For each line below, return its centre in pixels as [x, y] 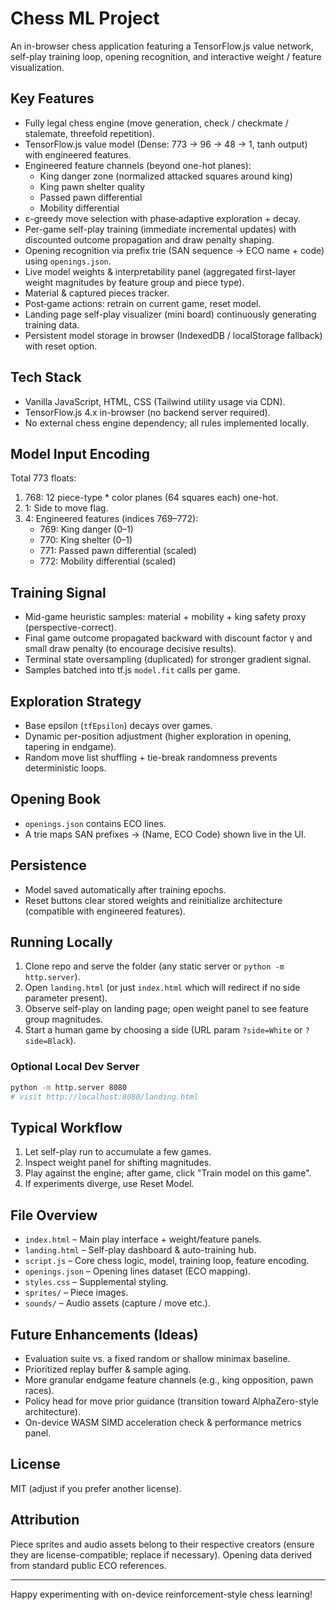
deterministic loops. [65, 768]
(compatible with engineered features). [105, 911]
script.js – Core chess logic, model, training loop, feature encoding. [167, 1261]
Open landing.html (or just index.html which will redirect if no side [162, 988]
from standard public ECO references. [88, 1565]
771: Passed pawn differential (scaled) [118, 551]
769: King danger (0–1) [86, 529]
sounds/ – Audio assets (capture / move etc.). [117, 1303]
